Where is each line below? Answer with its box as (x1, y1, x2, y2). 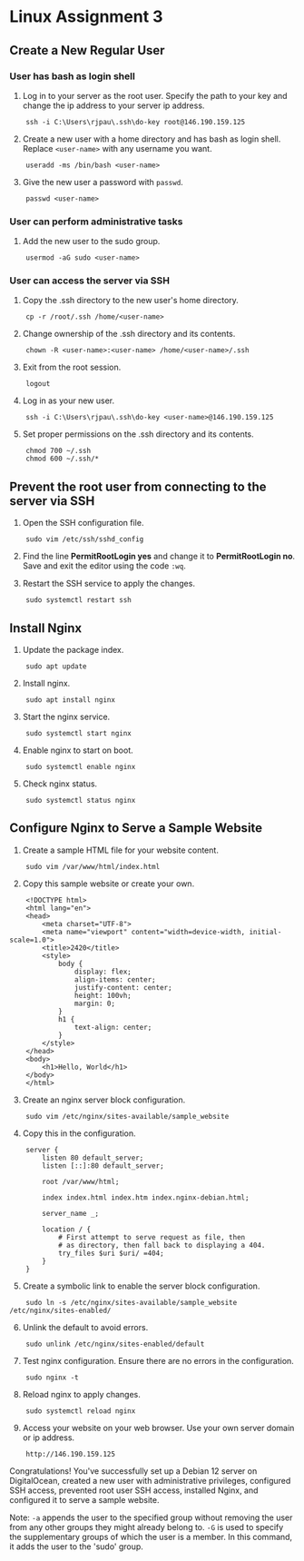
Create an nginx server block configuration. (22, 1094, 186, 1105)
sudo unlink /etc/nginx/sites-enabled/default (25, 1339, 205, 1349)
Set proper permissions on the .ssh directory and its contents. (22, 429, 254, 440)
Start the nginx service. (22, 711, 111, 723)
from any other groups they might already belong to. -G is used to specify (9, 1521, 284, 1532)
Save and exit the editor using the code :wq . (22, 560, 186, 571)
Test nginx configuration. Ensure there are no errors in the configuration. (22, 1355, 295, 1366)
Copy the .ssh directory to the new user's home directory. (22, 295, 239, 306)
